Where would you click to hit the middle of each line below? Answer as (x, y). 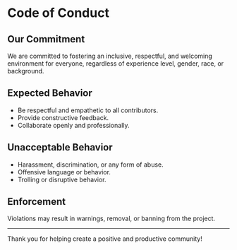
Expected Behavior (50, 93)
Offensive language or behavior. (64, 172)
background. (26, 71)
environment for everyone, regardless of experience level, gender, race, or (116, 64)
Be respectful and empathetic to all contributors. (88, 110)
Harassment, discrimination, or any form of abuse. (90, 165)
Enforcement (36, 202)
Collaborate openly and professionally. (73, 125)
